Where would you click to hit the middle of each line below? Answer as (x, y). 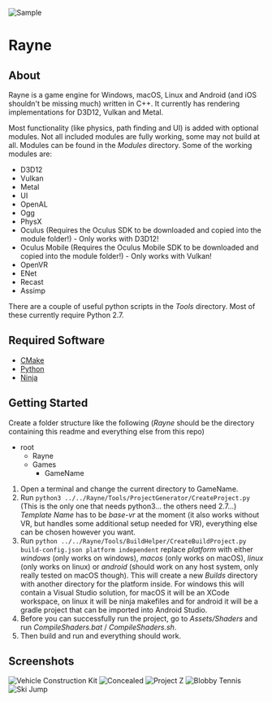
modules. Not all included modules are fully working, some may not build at (134, 137)
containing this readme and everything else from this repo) (107, 431)
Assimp (33, 290)
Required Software (57, 340)
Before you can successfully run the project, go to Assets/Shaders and (139, 618)
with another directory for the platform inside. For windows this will (132, 584)
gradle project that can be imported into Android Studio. (114, 609)
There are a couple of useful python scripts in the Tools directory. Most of (132, 306)
